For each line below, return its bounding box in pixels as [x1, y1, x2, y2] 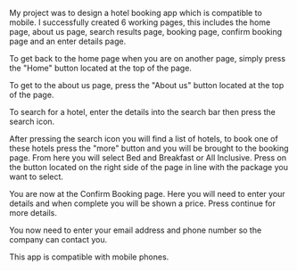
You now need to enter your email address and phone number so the [9, 225, 262, 235]
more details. [9, 208, 58, 218]
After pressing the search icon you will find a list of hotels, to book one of [9, 134, 278, 144]
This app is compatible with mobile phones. [9, 251, 169, 262]
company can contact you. [9, 234, 108, 244]
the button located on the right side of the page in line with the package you [9, 162, 288, 172]
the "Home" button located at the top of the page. [9, 62, 192, 73]
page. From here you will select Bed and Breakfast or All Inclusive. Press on [9, 152, 287, 163]
